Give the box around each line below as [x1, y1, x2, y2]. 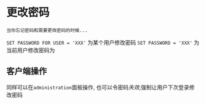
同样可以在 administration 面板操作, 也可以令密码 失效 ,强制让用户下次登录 [6, 83, 190, 91]
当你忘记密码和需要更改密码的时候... [6, 27, 88, 34]
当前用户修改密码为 [6, 46, 55, 54]
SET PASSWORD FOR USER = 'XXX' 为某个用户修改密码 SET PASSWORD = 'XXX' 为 [6, 39, 199, 46]
